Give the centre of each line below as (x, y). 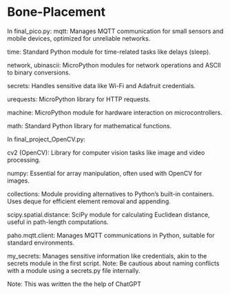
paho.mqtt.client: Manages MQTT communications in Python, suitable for (111, 235)
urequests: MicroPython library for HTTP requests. (79, 99)
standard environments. (41, 243)
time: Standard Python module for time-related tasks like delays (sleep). (109, 52)
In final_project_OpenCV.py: (46, 139)
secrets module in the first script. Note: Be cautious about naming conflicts (113, 263)
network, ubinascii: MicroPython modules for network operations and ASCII (114, 65)
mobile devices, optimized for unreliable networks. (79, 38)
